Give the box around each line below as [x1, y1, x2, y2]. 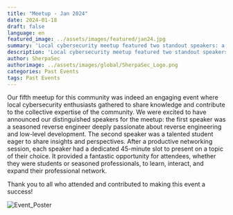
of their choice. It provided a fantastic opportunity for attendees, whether [7, 152, 216, 160]
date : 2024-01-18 [7, 17, 58, 24]
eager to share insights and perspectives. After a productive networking [7, 138, 213, 146]
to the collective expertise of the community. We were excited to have [7, 108, 207, 116]
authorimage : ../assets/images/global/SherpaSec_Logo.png [7, 62, 178, 68]
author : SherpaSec [7, 55, 60, 62]
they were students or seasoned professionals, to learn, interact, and [7, 160, 205, 168]
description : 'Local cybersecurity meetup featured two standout [7, 49, 200, 56]
